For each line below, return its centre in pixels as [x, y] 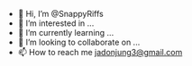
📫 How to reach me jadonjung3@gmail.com [100, 52]
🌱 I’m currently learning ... [66, 33]
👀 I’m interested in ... [56, 23]
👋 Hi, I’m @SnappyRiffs [60, 14]
